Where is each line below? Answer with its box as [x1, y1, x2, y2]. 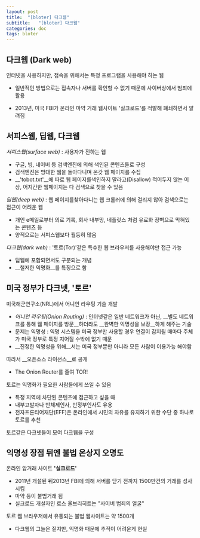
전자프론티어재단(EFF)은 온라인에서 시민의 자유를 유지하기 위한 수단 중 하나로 [14, 408, 194, 415]
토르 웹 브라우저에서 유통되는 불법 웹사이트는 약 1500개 [6, 512, 134, 520]
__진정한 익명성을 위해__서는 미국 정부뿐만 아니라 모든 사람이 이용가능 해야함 [14, 343, 192, 350]
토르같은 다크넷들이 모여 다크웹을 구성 [6, 429, 94, 436]
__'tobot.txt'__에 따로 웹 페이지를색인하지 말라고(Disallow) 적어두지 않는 [14, 176, 183, 183]
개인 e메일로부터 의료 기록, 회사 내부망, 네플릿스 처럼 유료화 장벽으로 [14, 216, 174, 223]
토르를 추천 [14, 416, 41, 423]
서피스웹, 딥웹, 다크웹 [6, 131, 80, 141]
